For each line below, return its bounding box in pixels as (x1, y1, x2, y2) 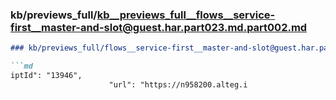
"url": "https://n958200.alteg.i (108, 79, 248, 90)
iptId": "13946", (10, 71, 83, 81)
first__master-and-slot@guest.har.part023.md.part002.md (10, 20, 308, 34)
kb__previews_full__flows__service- (96, 8, 276, 22)
